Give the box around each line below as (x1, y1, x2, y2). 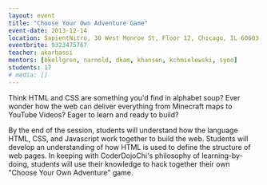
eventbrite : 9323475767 (8, 41, 88, 49)
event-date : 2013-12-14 (8, 26, 88, 34)
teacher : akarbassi (8, 49, 74, 57)
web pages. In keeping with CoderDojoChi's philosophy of (8, 151, 201, 160)
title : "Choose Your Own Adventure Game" (8, 19, 149, 27)
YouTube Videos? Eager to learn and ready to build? (8, 109, 179, 120)
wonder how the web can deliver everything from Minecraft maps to (8, 101, 233, 111)
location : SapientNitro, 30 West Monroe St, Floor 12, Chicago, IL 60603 (8, 33, 260, 42)
